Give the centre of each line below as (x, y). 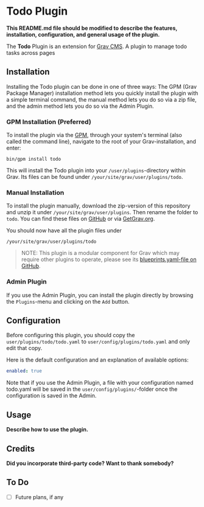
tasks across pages (31, 52)
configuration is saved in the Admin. (51, 396)
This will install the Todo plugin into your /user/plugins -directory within (96, 170)
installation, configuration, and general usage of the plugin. (83, 34)
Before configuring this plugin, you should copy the (71, 335)
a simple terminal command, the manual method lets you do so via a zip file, (101, 99)
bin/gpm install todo (34, 159)
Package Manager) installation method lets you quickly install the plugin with (102, 93)
